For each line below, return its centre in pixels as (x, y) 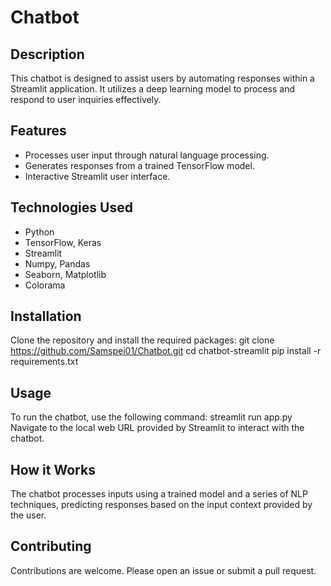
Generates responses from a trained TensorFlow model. (139, 165)
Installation (46, 316)
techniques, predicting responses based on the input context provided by (161, 505)
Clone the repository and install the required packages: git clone (142, 340)
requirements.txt (44, 362)
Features (38, 131)
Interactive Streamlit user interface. (97, 176)
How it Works (53, 469)
